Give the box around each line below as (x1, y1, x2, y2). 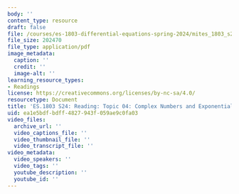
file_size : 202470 (7, 37, 62, 44)
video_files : (7, 116, 46, 123)
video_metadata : (7, 149, 55, 156)
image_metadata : (7, 50, 55, 58)
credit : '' (14, 63, 46, 70)
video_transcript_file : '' (14, 143, 94, 150)
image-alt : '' (14, 70, 55, 77)
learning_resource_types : (7, 76, 84, 84)
